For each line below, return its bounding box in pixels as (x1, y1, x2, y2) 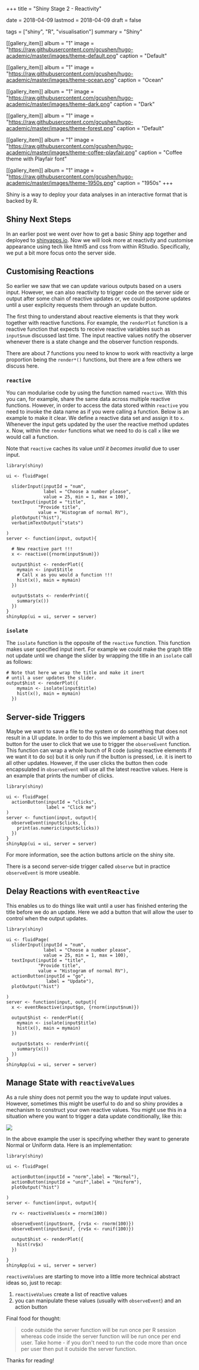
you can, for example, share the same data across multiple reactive (6, 395, 170, 402)
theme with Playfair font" (6, 155, 67, 162)
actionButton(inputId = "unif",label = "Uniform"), (11, 1179, 143, 1185)
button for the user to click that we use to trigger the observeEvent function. (6, 741, 191, 748)
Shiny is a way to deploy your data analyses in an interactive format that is (6, 191, 188, 198)
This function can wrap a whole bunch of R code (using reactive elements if (6, 747, 192, 754)
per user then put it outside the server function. (20, 1345, 137, 1352)
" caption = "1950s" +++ (113, 180, 173, 186)
